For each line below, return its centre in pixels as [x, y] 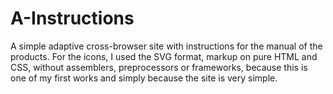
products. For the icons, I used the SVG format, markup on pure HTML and [164, 56]
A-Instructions [72, 18]
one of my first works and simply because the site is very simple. [144, 78]
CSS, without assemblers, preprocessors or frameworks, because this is [159, 67]
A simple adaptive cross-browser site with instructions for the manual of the [166, 46]
